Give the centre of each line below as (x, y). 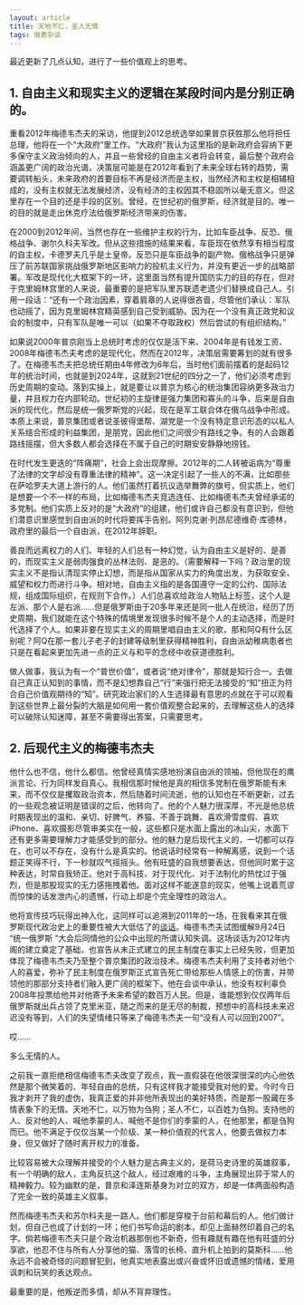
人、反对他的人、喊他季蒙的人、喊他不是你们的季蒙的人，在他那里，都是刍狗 (152, 1121)
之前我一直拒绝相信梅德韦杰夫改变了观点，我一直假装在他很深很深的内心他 (148, 1075)
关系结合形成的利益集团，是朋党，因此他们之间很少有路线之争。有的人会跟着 (152, 432)
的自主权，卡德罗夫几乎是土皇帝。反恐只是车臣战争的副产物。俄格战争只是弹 (152, 255)
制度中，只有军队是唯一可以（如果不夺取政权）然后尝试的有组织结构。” (156, 323)
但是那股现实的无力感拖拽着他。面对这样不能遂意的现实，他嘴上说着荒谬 (160, 885)
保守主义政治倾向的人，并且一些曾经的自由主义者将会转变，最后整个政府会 (156, 156)
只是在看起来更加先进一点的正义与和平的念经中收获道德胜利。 (124, 652)
